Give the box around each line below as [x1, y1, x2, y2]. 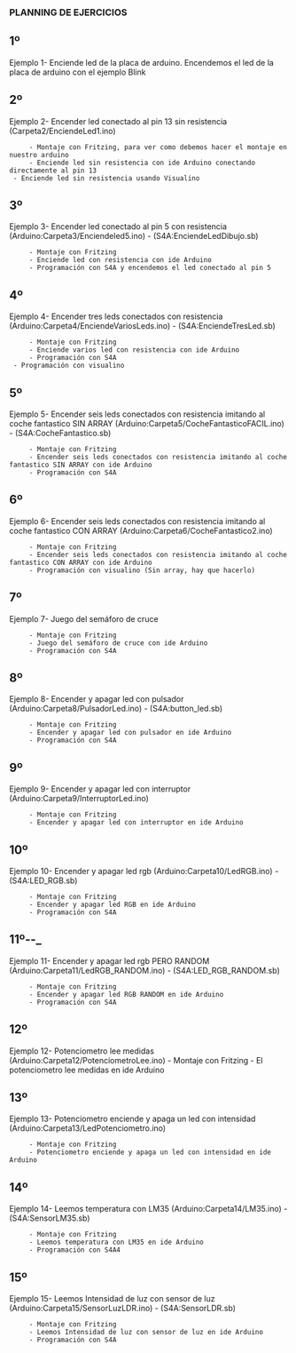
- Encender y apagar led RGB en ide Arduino [28, 900, 197, 910]
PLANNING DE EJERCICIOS [9, 6, 128, 19]
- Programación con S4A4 [28, 1246, 121, 1254]
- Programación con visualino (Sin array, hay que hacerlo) [28, 566, 255, 575]
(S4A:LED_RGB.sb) [9, 875, 78, 886]
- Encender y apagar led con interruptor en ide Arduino [28, 818, 244, 827]
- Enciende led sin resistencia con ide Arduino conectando [28, 158, 255, 167]
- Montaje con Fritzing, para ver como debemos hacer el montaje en [28, 142, 288, 152]
